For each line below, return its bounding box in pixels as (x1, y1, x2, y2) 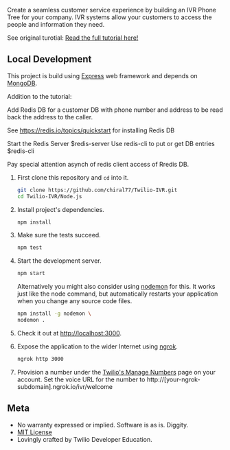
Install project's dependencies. (16, 205, 104, 213)
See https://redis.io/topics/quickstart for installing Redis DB (7, 126, 175, 134)
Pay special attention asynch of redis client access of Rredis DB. (7, 160, 189, 168)
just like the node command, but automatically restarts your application (16, 289, 218, 298)
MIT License (16, 428, 53, 436)
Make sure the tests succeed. (16, 231, 101, 239)
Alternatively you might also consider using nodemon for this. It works (16, 283, 216, 291)
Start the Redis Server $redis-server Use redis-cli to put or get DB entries (7, 139, 215, 147)
